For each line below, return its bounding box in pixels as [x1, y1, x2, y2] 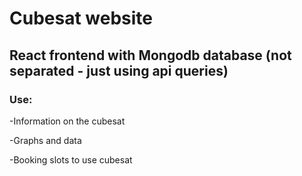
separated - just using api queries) [9, 62, 229, 79]
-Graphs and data [9, 134, 82, 146]
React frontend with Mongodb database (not [9, 47, 292, 64]
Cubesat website [9, 7, 153, 30]
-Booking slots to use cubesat [9, 153, 133, 166]
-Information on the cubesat [9, 115, 126, 127]
